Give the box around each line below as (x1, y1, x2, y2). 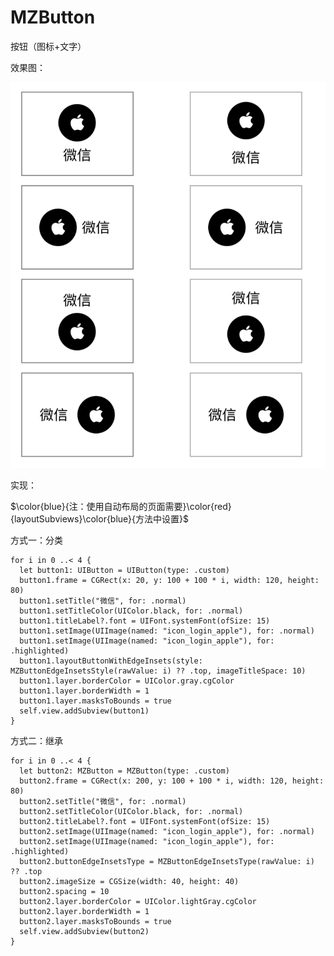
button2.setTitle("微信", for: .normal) (19, 797, 187, 807)
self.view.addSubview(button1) (19, 706, 150, 716)
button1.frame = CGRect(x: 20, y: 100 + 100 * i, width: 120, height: (19, 576, 320, 586)
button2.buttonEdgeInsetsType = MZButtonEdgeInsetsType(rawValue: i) (19, 857, 315, 867)
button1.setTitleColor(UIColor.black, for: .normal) (19, 606, 244, 616)
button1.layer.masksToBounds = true (19, 696, 172, 706)
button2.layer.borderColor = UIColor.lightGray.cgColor (19, 897, 257, 907)
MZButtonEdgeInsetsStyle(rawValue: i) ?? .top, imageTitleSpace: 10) (10, 666, 307, 676)
